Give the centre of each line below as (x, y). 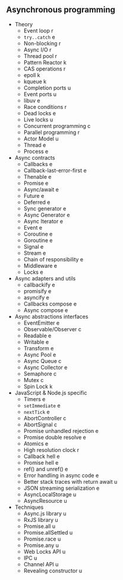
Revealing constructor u (53, 570)
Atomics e (36, 443)
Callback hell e (42, 456)
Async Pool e (40, 355)
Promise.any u (41, 545)
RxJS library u (41, 520)
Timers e (34, 399)
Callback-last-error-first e (55, 170)
